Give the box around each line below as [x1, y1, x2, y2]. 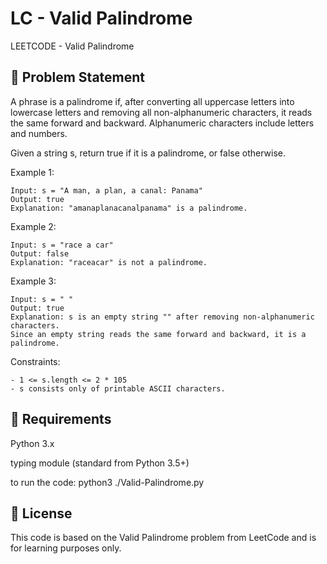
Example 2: [10, 220, 57, 232]
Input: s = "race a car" [10, 240, 114, 250]
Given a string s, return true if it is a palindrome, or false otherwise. [10, 147, 287, 159]
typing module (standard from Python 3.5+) [10, 457, 190, 469]
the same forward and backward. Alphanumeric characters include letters [10, 117, 315, 129]
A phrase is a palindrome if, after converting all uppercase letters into [10, 95, 295, 107]
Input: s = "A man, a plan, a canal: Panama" [10, 185, 203, 196]
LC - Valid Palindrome [10, 7, 193, 30]
